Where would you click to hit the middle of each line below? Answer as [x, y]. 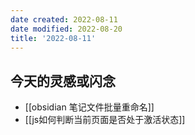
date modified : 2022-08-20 [66, 29]
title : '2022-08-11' [53, 38]
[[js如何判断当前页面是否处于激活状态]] [105, 120]
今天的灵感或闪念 [63, 81]
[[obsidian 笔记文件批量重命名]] [89, 107]
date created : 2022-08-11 [64, 19]
